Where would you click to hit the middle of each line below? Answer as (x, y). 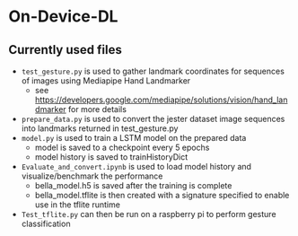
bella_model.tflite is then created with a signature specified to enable (162, 195)
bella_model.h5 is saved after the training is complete (133, 185)
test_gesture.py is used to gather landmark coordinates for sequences (153, 71)
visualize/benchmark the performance (92, 176)
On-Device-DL (63, 17)
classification (46, 223)
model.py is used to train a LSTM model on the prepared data (134, 138)
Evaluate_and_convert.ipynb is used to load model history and (136, 166)
